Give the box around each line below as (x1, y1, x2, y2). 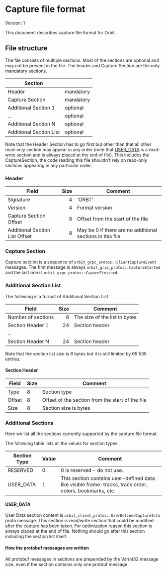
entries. (5, 356, 21, 362)
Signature (7, 196, 31, 203)
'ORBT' (77, 196, 93, 203)
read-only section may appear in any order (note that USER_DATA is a (5, 146, 148, 152)
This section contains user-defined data (60, 475, 155, 482)
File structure (5, 44, 48, 53)
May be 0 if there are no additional (77, 227, 158, 233)
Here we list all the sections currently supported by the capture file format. (5, 431, 158, 437)
